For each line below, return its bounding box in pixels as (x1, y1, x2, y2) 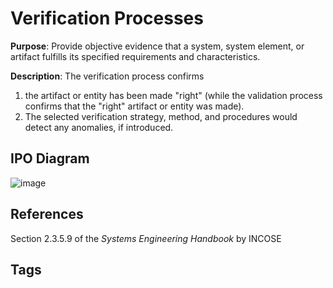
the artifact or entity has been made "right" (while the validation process (24, 89, 323, 101)
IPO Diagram (10, 150, 90, 167)
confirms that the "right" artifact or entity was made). (24, 100, 245, 112)
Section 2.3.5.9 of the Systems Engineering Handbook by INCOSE (10, 232, 282, 244)
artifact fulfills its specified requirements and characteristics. (10, 50, 261, 62)
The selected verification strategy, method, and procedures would (24, 110, 298, 122)
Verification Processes (10, 7, 204, 30)
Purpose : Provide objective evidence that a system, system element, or (10, 40, 305, 52)
